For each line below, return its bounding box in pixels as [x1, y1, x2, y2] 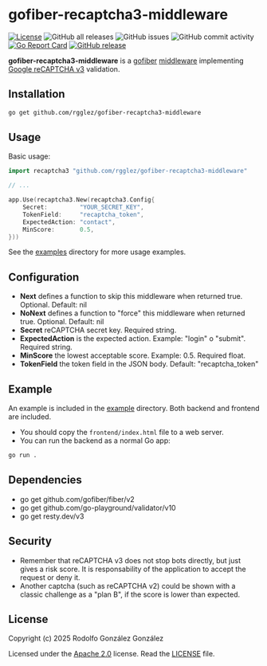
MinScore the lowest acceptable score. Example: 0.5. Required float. [19, 351, 245, 360]
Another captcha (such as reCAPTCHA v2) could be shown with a [19, 581, 236, 590]
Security [8, 535, 52, 548]
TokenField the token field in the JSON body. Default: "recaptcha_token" [19, 359, 259, 369]
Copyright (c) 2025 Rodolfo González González [8, 633, 164, 643]
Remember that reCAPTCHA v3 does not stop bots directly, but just [19, 555, 241, 565]
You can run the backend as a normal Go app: [19, 436, 171, 445]
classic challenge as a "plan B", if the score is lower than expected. [19, 590, 241, 599]
